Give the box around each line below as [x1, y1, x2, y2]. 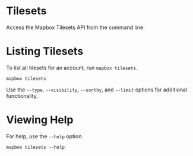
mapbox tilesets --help [6, 144, 65, 150]
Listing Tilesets [6, 44, 84, 58]
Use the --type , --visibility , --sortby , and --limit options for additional [6, 86, 188, 93]
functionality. [6, 92, 39, 99]
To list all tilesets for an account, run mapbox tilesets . [6, 64, 138, 71]
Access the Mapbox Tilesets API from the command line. [6, 24, 145, 31]
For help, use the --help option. [6, 132, 83, 140]
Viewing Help [6, 113, 74, 127]
